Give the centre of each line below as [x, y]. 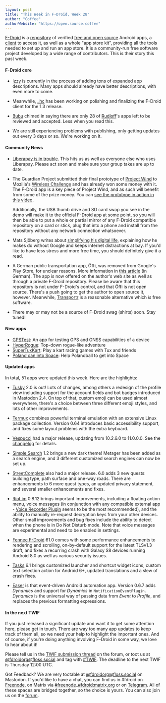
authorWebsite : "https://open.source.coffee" [53, 24]
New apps [16, 329]
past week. [16, 59]
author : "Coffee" [23, 19]
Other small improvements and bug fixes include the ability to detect [82, 520]
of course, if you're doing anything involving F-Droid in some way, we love [81, 640]
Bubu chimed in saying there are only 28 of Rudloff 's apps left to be [81, 116]
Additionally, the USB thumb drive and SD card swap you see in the [81, 209]
